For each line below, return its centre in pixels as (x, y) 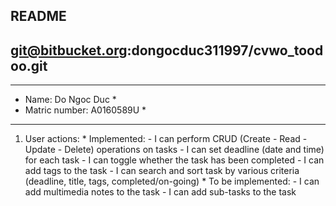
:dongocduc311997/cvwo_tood (225, 50)
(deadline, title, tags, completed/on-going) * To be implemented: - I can (172, 181)
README (38, 16)
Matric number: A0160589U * (85, 110)
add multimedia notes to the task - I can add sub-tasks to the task (160, 192)
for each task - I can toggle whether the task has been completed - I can (174, 160)
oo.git (29, 65)
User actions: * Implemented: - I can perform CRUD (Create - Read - (166, 139)
